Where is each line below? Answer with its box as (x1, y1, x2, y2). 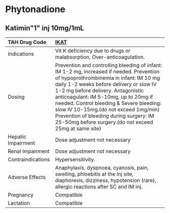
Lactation (8, 200, 30, 206)
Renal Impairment (8, 148, 50, 155)
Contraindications (8, 156, 50, 163)
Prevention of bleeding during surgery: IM (55, 112, 154, 119)
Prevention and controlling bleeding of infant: (55, 62, 162, 69)
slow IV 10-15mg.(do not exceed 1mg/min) (55, 106, 160, 113)
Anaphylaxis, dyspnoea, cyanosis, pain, (55, 164, 149, 171)
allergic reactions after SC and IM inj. (55, 183, 143, 190)
